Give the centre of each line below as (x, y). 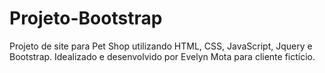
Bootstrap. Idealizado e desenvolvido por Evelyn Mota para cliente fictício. (162, 56)
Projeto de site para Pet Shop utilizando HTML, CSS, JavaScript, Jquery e (161, 46)
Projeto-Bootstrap (86, 18)
